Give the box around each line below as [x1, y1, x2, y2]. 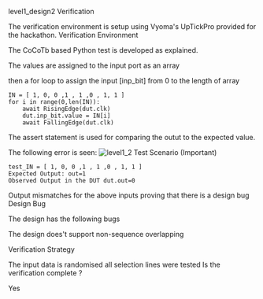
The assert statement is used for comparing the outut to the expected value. [8, 133, 256, 142]
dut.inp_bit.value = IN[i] [22, 112, 111, 120]
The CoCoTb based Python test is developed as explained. [8, 46, 198, 54]
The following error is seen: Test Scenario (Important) [8, 148, 217, 157]
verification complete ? [8, 268, 83, 278]
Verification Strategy [8, 245, 75, 254]
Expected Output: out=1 [8, 170, 87, 178]
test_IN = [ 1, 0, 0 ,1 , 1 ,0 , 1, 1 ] [8, 163, 143, 171]
